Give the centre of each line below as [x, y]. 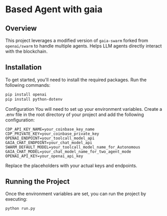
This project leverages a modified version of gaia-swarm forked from [77, 40]
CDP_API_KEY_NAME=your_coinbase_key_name [50, 129]
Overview [21, 28]
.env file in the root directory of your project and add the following [75, 114]
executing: [16, 199]
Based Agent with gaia [54, 9]
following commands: [28, 85]
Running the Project [38, 182]
